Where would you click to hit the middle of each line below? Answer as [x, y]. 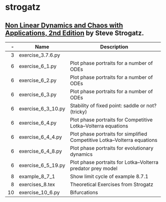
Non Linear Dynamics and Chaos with [64, 25]
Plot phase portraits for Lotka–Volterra [114, 162]
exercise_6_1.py [38, 66]
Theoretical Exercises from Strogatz [112, 185]
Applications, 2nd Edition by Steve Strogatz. [75, 33]
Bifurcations [84, 192]
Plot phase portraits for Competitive [111, 120]
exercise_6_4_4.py [41, 137]
